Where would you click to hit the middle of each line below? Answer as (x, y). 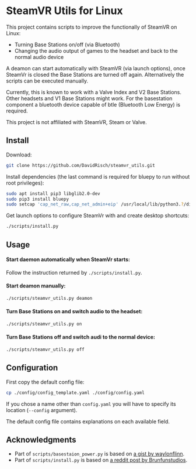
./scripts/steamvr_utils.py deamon (49, 298)
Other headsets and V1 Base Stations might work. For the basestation (89, 98)
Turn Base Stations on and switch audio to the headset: (74, 311)
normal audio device (39, 57)
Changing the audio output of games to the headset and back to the (96, 50)
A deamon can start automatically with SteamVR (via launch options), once (96, 68)
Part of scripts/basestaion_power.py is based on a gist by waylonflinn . (99, 454)
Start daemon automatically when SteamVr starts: (68, 259)
